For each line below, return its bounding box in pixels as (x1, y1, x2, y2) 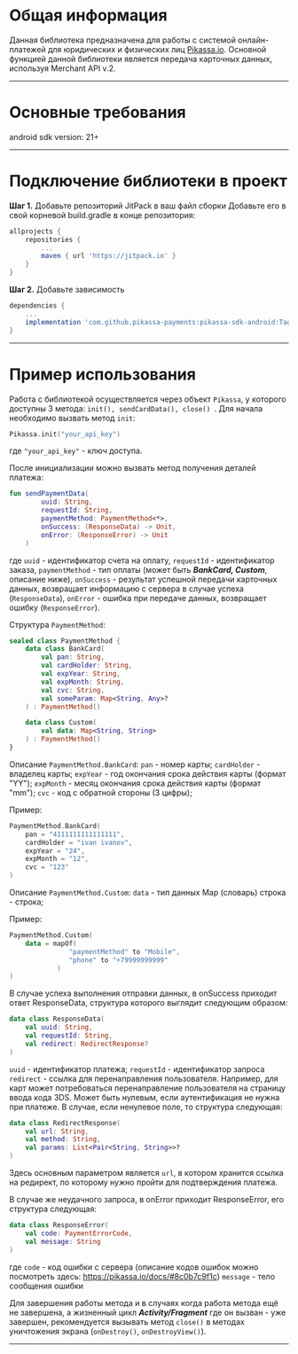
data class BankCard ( (25, 645, 105, 654)
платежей (9, 43, 46, 54)
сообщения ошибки (9, 1280, 84, 1291)
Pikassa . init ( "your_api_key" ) (9, 429, 122, 439)
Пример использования (9, 364, 197, 384)
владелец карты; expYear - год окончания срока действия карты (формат (9, 768, 286, 779)
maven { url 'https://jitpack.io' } (41, 252, 176, 261)
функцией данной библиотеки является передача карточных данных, (9, 53, 273, 64)
